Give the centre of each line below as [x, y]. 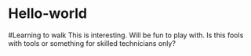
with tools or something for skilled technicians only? [92, 43]
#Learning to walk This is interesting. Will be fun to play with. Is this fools [126, 35]
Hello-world [48, 14]
